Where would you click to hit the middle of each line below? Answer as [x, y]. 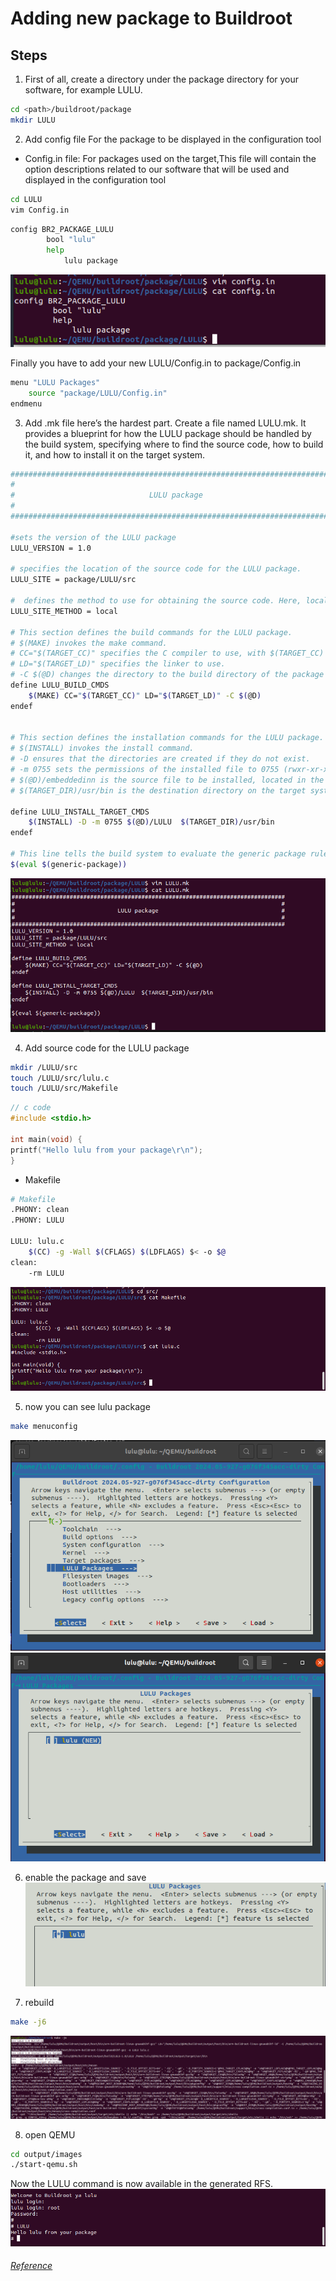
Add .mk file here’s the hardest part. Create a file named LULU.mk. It [165, 423]
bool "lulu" [71, 240]
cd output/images [46, 2154]
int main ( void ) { [46, 1139]
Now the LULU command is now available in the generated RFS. [142, 2184]
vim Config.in [40, 210]
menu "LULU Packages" [55, 382]
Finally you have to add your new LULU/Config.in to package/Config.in [156, 363]
